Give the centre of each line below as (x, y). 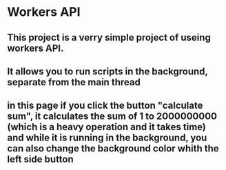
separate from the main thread (74, 82)
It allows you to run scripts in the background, (107, 71)
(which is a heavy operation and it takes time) (107, 127)
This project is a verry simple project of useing (109, 38)
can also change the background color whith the (113, 149)
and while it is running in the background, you (107, 138)
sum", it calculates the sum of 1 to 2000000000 (112, 117)
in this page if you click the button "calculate (105, 106)
